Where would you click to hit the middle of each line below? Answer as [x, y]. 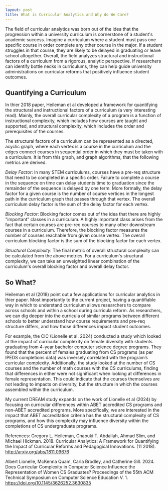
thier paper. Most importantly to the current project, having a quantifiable [80, 300]
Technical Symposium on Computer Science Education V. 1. [67, 477]
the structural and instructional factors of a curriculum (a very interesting [80, 110]
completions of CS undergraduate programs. [51, 426]
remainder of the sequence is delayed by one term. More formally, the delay [83, 188]
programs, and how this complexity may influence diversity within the [77, 421]
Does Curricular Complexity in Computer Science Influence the [70, 467]
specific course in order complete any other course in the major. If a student [84, 45]
